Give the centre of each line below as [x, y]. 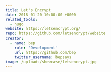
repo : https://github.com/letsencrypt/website [55, 33]
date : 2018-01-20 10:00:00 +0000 [41, 15]
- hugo [17, 24]
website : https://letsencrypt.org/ [43, 29]
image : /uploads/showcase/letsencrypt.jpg [51, 62]
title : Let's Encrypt [28, 10]
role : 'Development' [36, 48]
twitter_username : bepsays [43, 57]
